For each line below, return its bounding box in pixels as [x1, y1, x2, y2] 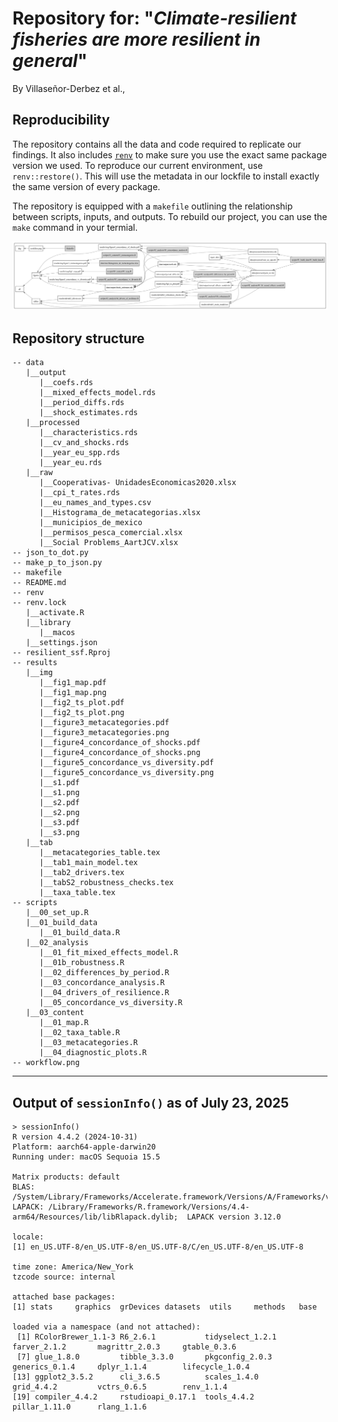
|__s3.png [38, 828, 80, 838]
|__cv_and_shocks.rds [38, 438, 130, 448]
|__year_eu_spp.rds [38, 448, 120, 458]
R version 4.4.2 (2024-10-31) [12, 1132, 139, 1142]
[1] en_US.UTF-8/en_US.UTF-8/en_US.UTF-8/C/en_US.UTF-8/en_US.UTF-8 [12, 1242, 304, 1252]
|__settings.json [25, 638, 99, 648]
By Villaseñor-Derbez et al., [12, 82, 125, 94]
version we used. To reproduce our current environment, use [12, 159, 264, 171]
